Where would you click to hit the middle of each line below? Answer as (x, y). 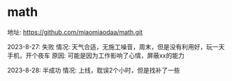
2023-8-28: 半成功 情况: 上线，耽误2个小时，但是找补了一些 (94, 70)
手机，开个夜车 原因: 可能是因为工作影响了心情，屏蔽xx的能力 (96, 55)
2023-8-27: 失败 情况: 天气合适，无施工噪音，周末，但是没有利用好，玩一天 (116, 46)
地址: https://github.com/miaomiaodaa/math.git (75, 32)
